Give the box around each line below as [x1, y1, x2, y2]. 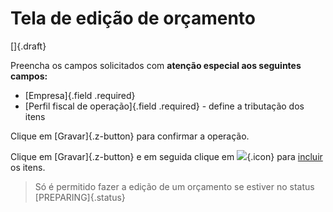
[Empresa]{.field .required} [24, 89, 136, 101]
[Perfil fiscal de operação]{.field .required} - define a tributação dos [24, 100, 305, 112]
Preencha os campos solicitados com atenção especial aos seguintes [10, 59, 302, 71]
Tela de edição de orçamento [10, 7, 257, 30]
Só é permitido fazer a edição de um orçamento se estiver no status [34, 180, 315, 192]
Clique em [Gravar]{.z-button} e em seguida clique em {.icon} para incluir [10, 150, 323, 162]
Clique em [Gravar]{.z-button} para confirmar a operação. [10, 130, 250, 142]
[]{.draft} [10, 40, 47, 52]
